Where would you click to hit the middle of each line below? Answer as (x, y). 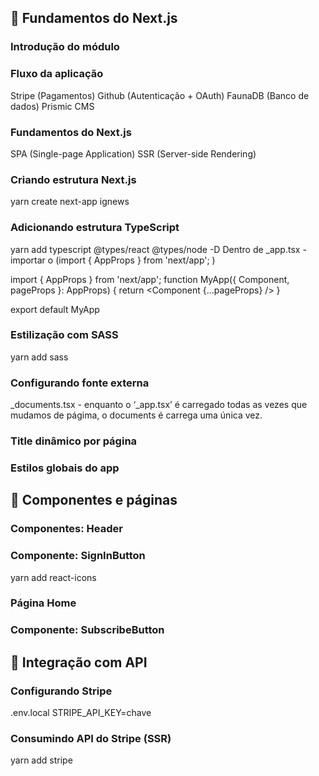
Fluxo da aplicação (57, 74)
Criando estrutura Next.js (73, 179)
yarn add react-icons (53, 577)
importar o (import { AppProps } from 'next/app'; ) (113, 260)
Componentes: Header (66, 529)
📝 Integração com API (79, 662)
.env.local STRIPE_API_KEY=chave (81, 713)
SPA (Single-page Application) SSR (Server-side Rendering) (133, 153)
